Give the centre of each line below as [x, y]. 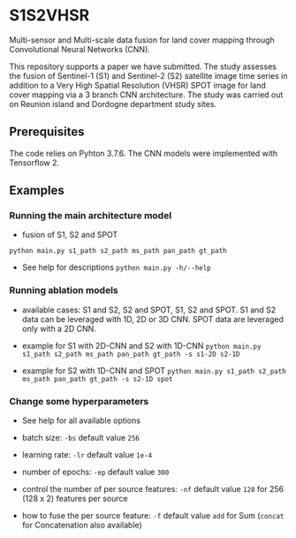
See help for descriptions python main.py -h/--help [117, 267]
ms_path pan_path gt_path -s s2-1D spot [97, 379]
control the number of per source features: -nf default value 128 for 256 [153, 489]
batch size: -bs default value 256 [80, 438]
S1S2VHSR [49, 15]
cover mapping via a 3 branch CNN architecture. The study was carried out [146, 95]
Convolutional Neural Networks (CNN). [80, 49]
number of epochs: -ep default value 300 [95, 472]
